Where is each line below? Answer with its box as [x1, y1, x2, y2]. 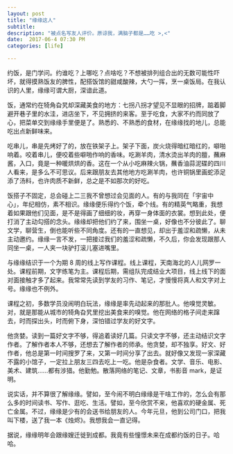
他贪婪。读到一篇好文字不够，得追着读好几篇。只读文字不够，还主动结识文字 [7, 331, 226, 340]
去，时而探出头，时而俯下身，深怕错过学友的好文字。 [7, 317, 159, 324]
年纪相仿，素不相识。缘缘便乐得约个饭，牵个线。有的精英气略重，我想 [21, 200, 223, 208]
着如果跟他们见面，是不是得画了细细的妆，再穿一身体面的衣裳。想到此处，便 [7, 209, 226, 217]
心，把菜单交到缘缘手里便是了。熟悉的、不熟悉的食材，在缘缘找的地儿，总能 [7, 118, 226, 126]
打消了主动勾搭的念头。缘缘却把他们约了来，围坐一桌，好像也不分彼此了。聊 [7, 217, 226, 226]
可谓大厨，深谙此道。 [49, 86, 111, 94]
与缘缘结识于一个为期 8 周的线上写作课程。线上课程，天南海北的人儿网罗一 [7, 258, 221, 267]
